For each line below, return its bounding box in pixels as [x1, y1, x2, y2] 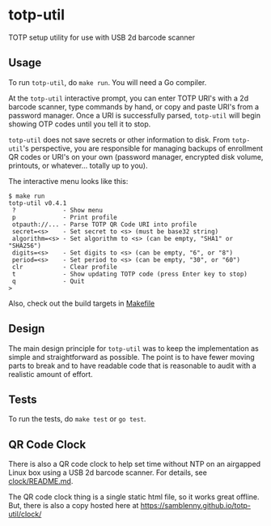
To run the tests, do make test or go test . [8, 414, 146, 424]
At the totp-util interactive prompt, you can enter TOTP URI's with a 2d [8, 93, 249, 103]
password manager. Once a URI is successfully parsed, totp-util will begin [8, 110, 261, 120]
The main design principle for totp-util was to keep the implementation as [8, 343, 259, 353]
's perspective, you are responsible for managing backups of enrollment [23, 143, 264, 153]
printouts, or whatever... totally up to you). [8, 160, 148, 170]
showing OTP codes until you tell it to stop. [8, 119, 151, 129]
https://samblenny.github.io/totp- [140, 501, 252, 511]
